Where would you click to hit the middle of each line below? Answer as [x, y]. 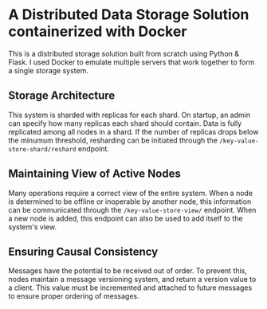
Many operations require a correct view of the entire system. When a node [131, 193]
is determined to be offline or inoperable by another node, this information [130, 201]
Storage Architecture [62, 96]
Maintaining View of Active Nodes [94, 174]
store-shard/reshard [43, 149]
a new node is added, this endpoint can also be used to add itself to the [126, 218]
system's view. [33, 227]
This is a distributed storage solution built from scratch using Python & [124, 53]
